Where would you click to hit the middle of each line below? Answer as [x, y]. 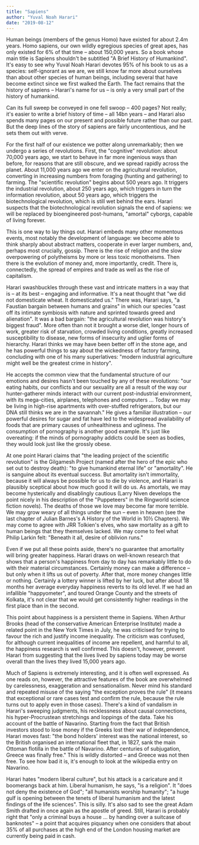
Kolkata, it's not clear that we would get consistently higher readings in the [97, 600]
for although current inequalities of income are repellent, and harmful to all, [98, 643]
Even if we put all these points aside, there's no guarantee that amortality [95, 549]
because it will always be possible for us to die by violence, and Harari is [95, 481]
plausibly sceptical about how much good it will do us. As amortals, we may [98, 487]
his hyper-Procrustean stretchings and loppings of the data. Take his [90, 717]
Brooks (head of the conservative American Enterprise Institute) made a [94, 624]
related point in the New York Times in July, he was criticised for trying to [96, 630]
